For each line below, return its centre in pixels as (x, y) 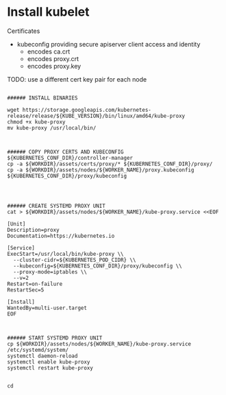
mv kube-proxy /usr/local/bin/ (52, 128)
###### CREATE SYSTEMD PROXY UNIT (56, 206)
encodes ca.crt (49, 51)
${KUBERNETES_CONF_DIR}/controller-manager (70, 158)
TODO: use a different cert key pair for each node (77, 79)
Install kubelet (48, 12)
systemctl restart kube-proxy (50, 368)
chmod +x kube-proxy (37, 122)
